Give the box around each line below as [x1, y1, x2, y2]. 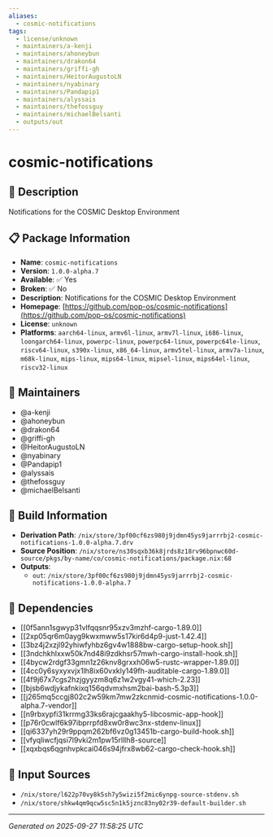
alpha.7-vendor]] [19, 701, 77, 711]
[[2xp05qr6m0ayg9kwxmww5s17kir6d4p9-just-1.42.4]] [19, 632, 207, 642]
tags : [8, 27, 27, 35]
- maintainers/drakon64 [15, 58, 96, 66]
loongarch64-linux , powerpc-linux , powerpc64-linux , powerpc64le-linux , [19, 335, 261, 346]
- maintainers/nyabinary [15, 80, 100, 88]
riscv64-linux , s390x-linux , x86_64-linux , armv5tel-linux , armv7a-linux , [19, 344, 265, 354]
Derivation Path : [19, 530, 76, 540]
